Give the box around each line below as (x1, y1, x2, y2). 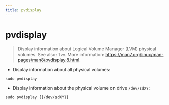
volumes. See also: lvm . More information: (17, 51, 105, 57)
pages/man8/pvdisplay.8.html (17, 57, 80, 63)
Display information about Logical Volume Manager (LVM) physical (17, 46, 156, 52)
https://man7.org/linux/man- (105, 51, 164, 57)
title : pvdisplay (5, 7, 42, 13)
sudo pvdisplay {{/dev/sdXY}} (5, 94, 69, 100)
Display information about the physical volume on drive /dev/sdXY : (12, 85, 150, 91)
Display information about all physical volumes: (12, 66, 111, 72)
